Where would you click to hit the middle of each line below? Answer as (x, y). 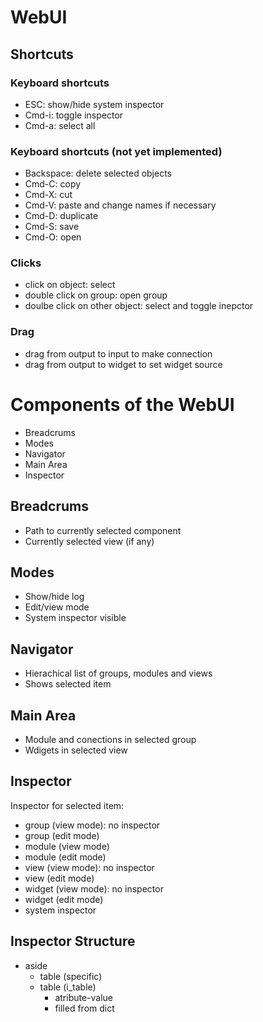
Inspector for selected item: (67, 805)
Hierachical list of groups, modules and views (118, 673)
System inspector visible (75, 618)
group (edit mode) (62, 835)
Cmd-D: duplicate (61, 216)
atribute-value (84, 997)
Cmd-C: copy (53, 184)
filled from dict (84, 1008)
